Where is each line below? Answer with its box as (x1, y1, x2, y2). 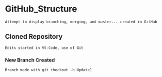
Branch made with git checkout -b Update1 (5, 68, 92, 73)
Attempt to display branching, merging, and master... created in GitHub (5, 19, 158, 24)
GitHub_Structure (5, 3, 78, 15)
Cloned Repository (5, 32, 63, 41)
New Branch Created (5, 57, 55, 63)
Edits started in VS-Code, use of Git (5, 45, 83, 50)
